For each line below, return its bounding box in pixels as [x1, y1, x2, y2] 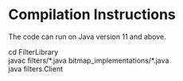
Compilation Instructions [8, 6, 177, 24]
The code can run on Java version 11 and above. [8, 32, 167, 41]
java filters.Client [8, 64, 64, 73]
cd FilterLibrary [8, 47, 59, 56]
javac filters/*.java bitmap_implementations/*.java [8, 56, 169, 65]
